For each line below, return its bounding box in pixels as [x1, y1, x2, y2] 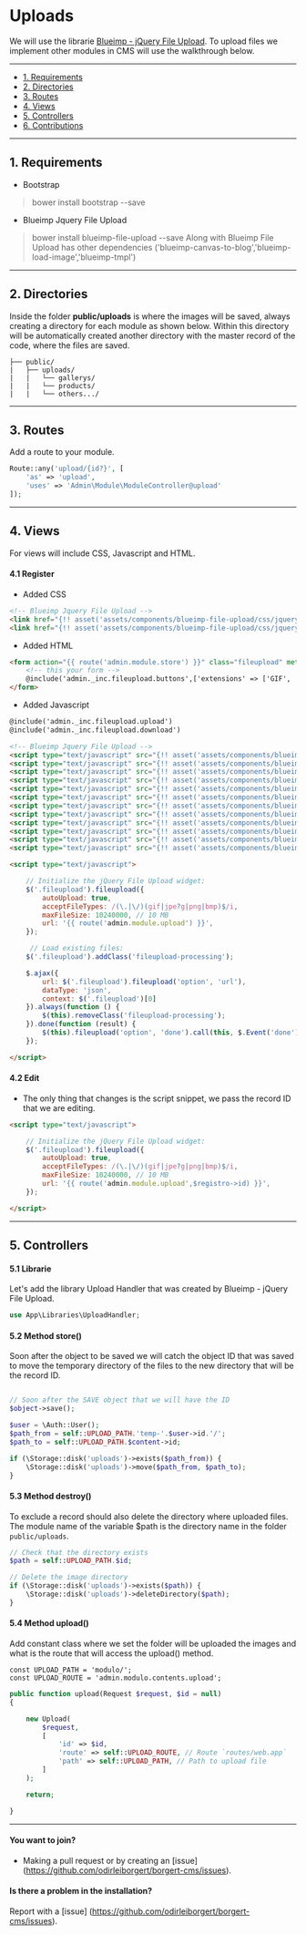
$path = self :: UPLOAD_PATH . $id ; [9, 1556, 132, 1566]
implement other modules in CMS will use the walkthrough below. [9, 45, 255, 56]
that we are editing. [22, 1102, 96, 1113]
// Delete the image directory [9, 1573, 128, 1582]
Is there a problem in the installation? [9, 1886, 153, 1897]
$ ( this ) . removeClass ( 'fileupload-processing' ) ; [42, 1011, 226, 1021]
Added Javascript [22, 699, 89, 711]
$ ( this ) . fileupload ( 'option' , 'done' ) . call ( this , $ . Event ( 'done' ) [42, 1028, 300, 1037]
